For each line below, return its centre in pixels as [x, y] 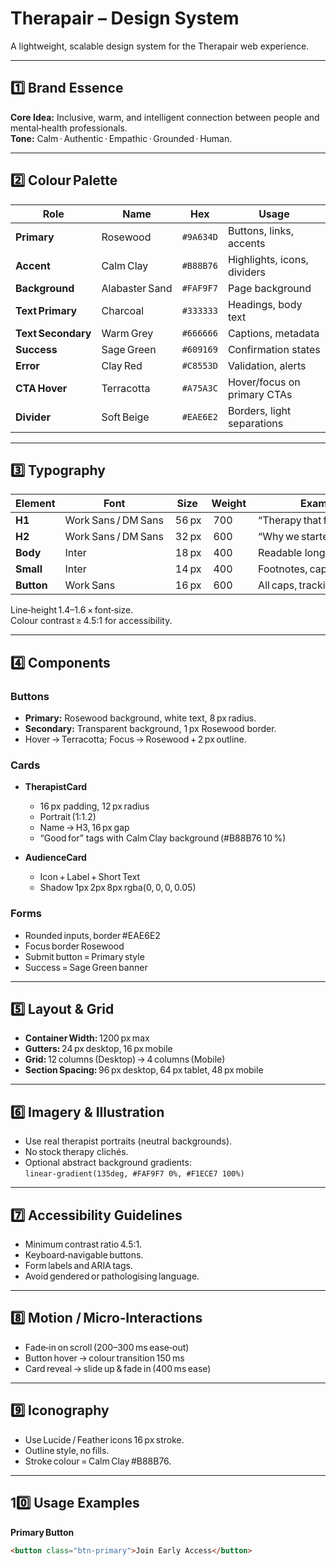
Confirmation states [274, 349]
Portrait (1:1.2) [68, 817]
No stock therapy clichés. [76, 1152]
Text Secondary [53, 333]
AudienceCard [55, 858]
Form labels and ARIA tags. [78, 1266]
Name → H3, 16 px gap [84, 828]
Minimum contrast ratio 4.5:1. [83, 1244]
